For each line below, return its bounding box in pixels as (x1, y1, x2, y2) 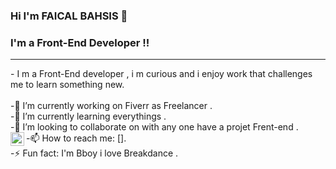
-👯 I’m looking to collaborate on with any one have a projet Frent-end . (10, 121, 299, 133)
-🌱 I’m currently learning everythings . (10, 110, 167, 123)
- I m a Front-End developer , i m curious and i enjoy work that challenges (10, 68, 313, 80)
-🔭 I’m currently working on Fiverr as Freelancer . (10, 100, 213, 112)
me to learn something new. (10, 79, 125, 91)
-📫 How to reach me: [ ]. (26, 132, 127, 144)
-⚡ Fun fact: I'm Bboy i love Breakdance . (10, 147, 179, 159)
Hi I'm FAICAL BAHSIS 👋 (10, 9, 128, 23)
